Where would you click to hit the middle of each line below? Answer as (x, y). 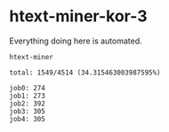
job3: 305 (28, 111)
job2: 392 (28, 104)
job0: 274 (28, 88)
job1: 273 (28, 96)
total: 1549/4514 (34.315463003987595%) (85, 73)
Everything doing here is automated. (76, 41)
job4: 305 (28, 119)
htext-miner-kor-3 (78, 16)
